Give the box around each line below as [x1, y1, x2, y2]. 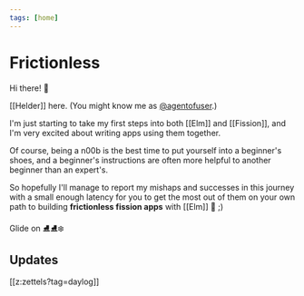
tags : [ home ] [9, 13, 59, 23]
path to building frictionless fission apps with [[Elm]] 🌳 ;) [9, 201, 224, 212]
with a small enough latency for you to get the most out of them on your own [9, 192, 296, 202]
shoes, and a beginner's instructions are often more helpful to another [9, 154, 271, 165]
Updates [9, 252, 59, 268]
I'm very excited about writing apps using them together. [9, 127, 221, 138]
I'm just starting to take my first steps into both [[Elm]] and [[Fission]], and [9, 117, 287, 128]
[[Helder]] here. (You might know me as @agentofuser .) [9, 100, 218, 111]
